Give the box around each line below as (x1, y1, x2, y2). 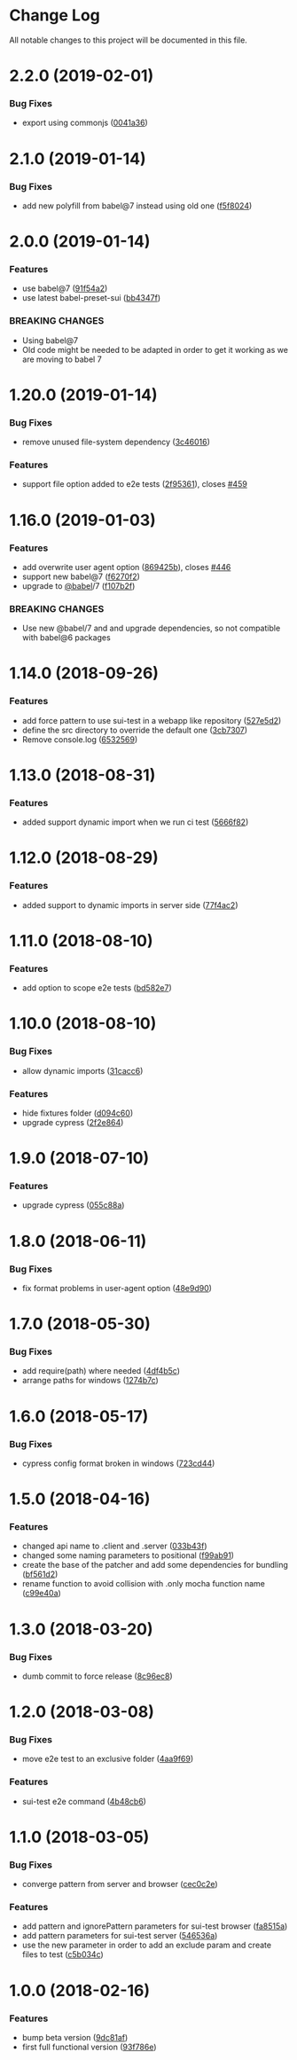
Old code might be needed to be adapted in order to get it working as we (21, 344, 288, 355)
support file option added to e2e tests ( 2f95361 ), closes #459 (21, 479, 248, 490)
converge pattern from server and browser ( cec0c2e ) (21, 1879, 219, 1890)
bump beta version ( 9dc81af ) (21, 2032, 129, 2042)
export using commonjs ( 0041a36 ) (21, 117, 148, 129)
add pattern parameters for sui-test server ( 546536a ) (21, 1931, 218, 1941)
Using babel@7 (21, 334, 78, 346)
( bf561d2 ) (21, 1569, 59, 1579)
